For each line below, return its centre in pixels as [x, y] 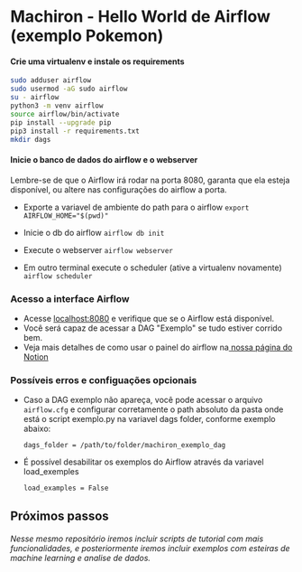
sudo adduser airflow [51, 80]
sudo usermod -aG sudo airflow [69, 89]
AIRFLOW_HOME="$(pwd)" [66, 216]
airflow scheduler [58, 276]
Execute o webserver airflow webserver [98, 249]
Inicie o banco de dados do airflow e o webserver [104, 159]
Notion [36, 356]
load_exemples [51, 472]
